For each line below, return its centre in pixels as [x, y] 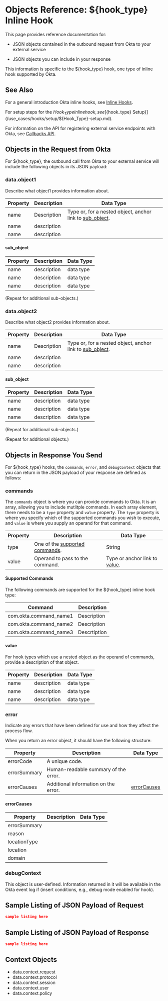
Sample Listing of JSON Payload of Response [77, 932]
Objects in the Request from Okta [58, 149]
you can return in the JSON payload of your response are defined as [76, 473]
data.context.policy [32, 993]
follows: [13, 478]
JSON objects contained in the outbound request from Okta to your [81, 44]
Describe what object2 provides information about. [57, 322]
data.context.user [30, 988]
